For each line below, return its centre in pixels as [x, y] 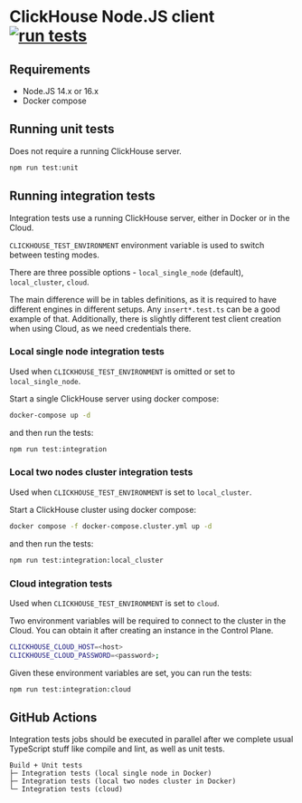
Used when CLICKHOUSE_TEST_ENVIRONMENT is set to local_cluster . [131, 492]
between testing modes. [54, 255]
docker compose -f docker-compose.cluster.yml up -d [111, 526]
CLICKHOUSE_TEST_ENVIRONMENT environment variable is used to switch [137, 245]
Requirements [50, 69]
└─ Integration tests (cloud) [66, 789]
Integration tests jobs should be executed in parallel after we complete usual [151, 740]
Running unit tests [62, 129]
